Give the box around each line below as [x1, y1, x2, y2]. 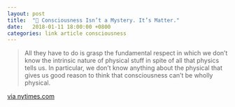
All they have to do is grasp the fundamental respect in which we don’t [24, 49, 228, 57]
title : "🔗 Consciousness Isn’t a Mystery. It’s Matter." [7, 17, 180, 24]
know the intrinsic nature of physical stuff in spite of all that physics [24, 57, 220, 65]
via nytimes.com [7, 92, 55, 101]
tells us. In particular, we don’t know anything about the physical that [24, 64, 222, 72]
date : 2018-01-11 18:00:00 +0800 [7, 23, 111, 30]
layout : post [7, 10, 45, 17]
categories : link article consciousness [7, 29, 127, 37]
